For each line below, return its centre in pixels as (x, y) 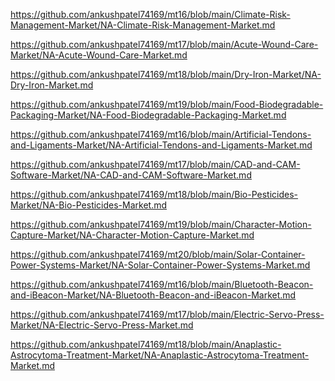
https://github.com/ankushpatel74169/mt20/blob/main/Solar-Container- (158, 254)
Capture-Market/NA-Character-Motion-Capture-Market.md (132, 235)
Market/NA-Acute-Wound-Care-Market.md (99, 55)
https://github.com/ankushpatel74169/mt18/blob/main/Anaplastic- (146, 344)
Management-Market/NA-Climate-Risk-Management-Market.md (143, 25)
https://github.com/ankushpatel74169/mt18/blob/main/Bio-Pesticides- (154, 194)
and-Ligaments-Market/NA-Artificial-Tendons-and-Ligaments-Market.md (161, 145)
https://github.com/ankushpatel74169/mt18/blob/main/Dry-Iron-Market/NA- (166, 74)
